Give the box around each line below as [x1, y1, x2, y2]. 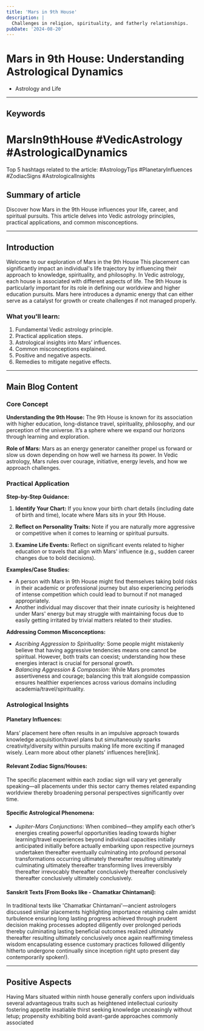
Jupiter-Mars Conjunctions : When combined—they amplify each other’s [15, 822, 195, 830]
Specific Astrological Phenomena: [6, 809, 95, 816]
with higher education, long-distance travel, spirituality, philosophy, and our [6, 420, 195, 427]
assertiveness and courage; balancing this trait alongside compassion [15, 672, 190, 680]
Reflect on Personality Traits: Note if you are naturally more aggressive [15, 523, 195, 531]
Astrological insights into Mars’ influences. [15, 339, 121, 347]
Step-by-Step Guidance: [6, 493, 70, 500]
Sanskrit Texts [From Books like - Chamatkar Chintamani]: [6, 888, 156, 895]
